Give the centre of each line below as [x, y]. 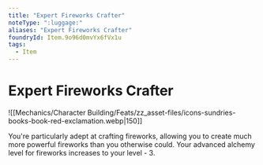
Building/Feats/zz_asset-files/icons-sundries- [162, 112]
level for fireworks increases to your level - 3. [82, 152]
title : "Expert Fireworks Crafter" [67, 15]
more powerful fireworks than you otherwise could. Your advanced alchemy [131, 144]
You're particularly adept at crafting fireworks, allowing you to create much [130, 136]
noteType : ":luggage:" [45, 23]
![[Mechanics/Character [47, 112]
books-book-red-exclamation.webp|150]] [75, 121]
